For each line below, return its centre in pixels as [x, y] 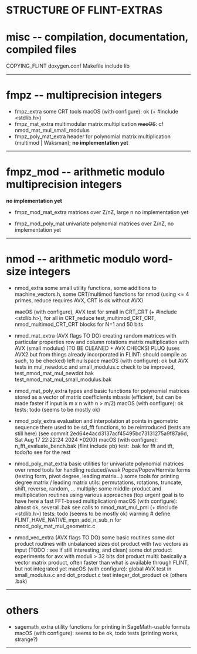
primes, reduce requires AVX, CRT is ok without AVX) [79, 300]
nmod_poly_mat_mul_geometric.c [55, 526]
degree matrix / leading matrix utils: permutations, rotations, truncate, [98, 482]
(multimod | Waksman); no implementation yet [71, 143]
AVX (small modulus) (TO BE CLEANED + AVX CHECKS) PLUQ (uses [97, 348]
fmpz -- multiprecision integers [84, 95]
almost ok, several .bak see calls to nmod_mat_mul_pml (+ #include [96, 507]
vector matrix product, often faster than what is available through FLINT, [102, 562]
